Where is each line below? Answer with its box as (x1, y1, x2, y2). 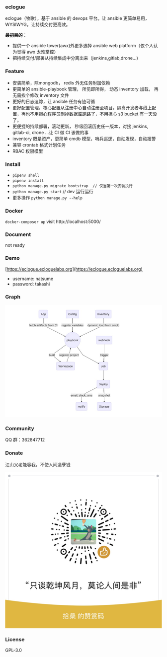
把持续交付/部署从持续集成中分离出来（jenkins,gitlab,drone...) (12, 55, 138, 61)
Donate (5, 449, 23, 456)
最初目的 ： (5, 32, 27, 38)
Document (5, 231, 31, 238)
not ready (5, 242, 25, 248)
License (5, 636, 25, 643)
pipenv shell (12, 173, 40, 178)
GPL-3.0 (5, 647, 22, 653)
